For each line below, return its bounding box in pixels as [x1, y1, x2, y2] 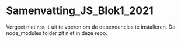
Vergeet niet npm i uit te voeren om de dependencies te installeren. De [6, 23, 176, 30]
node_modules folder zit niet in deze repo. [6, 29, 108, 36]
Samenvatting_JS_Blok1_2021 [6, 4, 154, 17]
